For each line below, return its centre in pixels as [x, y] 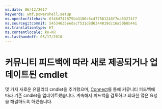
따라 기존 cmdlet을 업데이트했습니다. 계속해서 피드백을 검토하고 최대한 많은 [77, 95]
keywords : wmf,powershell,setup [38, 14]
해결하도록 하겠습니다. [31, 101]
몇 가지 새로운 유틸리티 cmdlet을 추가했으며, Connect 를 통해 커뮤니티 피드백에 [80, 89]
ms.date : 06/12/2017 [26, 10]
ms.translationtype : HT [29, 28]
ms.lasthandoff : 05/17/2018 [34, 37]
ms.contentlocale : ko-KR [30, 32]
